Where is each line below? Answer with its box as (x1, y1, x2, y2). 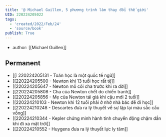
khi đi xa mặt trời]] (12, 120, 50, 126)
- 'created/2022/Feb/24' (9, 21, 61, 27)
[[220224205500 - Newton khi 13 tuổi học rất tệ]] (12, 78, 115, 84)
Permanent (5, 59, 41, 68)
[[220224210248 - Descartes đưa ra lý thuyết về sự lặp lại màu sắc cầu (12, 104, 159, 110)
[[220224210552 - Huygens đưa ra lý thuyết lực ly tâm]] (12, 126, 128, 132)
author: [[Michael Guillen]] (12, 45, 66, 50)
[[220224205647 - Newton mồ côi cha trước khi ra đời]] (12, 83, 128, 89)
